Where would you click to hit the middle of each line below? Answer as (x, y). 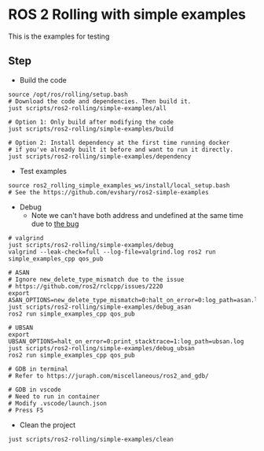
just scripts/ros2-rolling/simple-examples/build (91, 129)
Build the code (43, 79)
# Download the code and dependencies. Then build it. (100, 101)
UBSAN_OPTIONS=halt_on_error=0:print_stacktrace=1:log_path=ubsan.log (126, 341)
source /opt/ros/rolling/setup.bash (68, 94)
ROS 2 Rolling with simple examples (127, 15)
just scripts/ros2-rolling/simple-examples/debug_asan (100, 307)
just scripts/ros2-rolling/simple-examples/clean (91, 439)
